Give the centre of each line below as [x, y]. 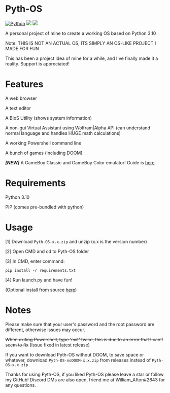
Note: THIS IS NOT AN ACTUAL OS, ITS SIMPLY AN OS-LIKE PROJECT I [81, 43]
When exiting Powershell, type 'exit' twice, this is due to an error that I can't [84, 339]
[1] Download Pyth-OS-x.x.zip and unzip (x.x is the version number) [76, 241]
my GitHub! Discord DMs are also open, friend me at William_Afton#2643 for [85, 380]
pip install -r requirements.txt [41, 270]
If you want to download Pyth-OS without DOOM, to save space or [75, 354]
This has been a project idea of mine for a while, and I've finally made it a [82, 58]
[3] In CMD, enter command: [35, 261]
